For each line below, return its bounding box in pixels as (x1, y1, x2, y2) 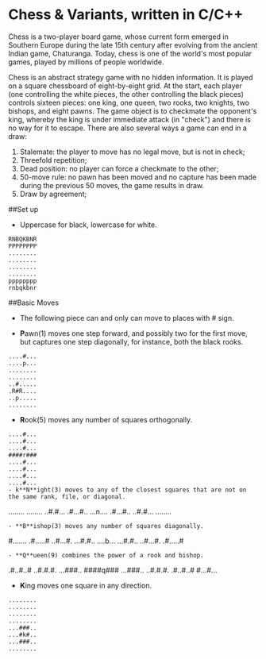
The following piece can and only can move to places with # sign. (19, 313, 234, 322)
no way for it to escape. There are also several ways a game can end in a (8, 123, 248, 133)
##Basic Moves (8, 298, 60, 307)
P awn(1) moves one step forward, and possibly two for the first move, (19, 328, 248, 338)
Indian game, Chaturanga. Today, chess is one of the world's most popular (8, 48, 253, 58)
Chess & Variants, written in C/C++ (8, 6, 244, 24)
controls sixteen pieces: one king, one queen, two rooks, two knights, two (8, 98, 250, 107)
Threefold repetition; (19, 155, 87, 164)
